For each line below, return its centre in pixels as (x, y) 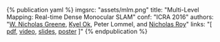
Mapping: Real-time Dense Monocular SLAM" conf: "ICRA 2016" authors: (110, 17)
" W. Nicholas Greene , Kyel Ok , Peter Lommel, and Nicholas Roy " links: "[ (109, 24)
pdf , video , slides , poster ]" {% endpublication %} (77, 31)
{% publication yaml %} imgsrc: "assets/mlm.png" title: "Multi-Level (103, 10)
